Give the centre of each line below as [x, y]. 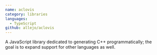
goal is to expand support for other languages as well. [60, 47]
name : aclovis [20, 10]
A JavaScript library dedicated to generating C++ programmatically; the [78, 42]
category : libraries [27, 14]
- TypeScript [23, 23]
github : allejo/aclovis [30, 28]
